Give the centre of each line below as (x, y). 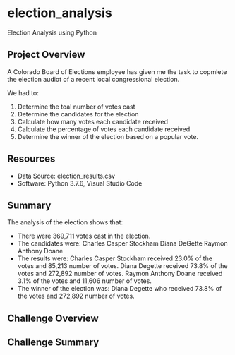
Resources (31, 159)
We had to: (23, 92)
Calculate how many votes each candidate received (92, 121)
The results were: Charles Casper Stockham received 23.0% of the (115, 258)
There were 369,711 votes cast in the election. (84, 236)
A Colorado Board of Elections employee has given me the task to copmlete (117, 71)
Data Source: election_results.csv (66, 176)
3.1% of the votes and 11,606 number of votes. (84, 281)
